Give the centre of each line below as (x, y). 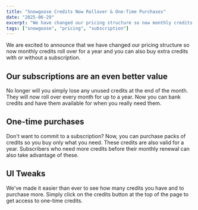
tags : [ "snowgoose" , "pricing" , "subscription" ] (67, 28)
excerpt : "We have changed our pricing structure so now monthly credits (100, 23)
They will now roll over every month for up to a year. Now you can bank (94, 97)
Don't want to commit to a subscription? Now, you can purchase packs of (96, 136)
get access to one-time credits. (45, 201)
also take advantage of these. (43, 155)
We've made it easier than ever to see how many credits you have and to (95, 188)
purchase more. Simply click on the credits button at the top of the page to (98, 194)
